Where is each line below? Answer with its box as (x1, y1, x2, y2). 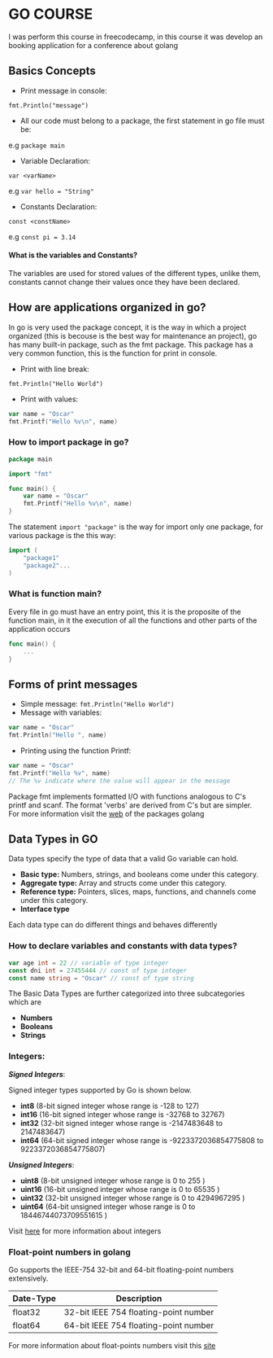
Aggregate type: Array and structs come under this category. (19, 878, 227, 888)
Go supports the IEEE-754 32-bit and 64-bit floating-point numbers (8, 1265, 234, 1274)
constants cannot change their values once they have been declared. (8, 277, 240, 287)
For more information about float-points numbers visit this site (8, 1341, 216, 1350)
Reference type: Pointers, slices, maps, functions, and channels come (19, 887, 257, 896)
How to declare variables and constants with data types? (8, 940, 238, 952)
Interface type (19, 905, 71, 914)
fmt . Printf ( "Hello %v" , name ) (8, 769, 111, 778)
